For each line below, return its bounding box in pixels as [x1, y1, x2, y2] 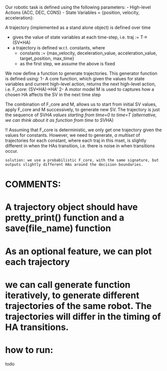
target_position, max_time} [19, 55, 75, 61]
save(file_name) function [5, 223, 111, 234]
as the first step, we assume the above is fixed [19, 61, 115, 66]
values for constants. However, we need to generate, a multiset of [5, 132, 140, 138]
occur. [5, 148, 18, 154]
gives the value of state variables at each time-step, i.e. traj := [12, 34, 139, 40]
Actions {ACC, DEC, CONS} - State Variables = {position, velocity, [5, 9, 140, 15]
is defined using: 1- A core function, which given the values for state [5, 76, 145, 81]
